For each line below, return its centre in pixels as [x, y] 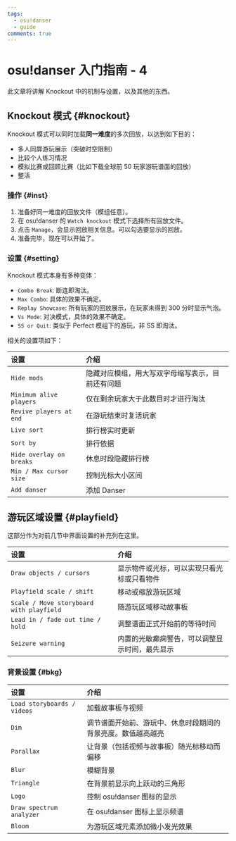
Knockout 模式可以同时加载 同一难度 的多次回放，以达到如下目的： [102, 134]
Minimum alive [34, 394]
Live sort [27, 430]
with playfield [36, 610]
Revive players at [41, 411]
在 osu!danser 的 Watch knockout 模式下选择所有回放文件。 [102, 221]
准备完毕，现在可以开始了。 [58, 238]
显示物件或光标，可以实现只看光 [170, 568]
